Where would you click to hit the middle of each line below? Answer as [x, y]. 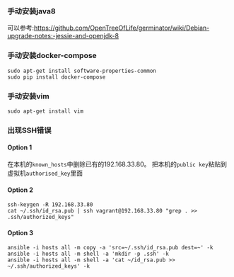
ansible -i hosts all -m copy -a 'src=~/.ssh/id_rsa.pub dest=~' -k [110, 248]
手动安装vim [28, 96]
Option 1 [20, 147]
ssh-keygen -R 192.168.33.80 [50, 205]
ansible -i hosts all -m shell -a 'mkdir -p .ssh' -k [88, 254]
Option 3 [21, 232]
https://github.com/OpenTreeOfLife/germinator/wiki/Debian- [122, 28]
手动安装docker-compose [52, 56]
